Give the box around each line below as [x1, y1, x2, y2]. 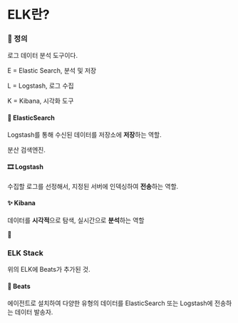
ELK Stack [7, 248, 44, 258]
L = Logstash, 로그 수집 [7, 81, 74, 90]
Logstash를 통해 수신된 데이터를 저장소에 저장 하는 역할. [7, 130, 162, 139]
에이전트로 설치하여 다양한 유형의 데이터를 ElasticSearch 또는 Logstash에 [7, 299, 213, 307]
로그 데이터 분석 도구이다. [7, 51, 78, 60]
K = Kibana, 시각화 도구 [7, 97, 74, 106]
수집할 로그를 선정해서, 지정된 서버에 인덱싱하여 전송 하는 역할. [7, 182, 179, 190]
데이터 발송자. [14, 307, 53, 316]
